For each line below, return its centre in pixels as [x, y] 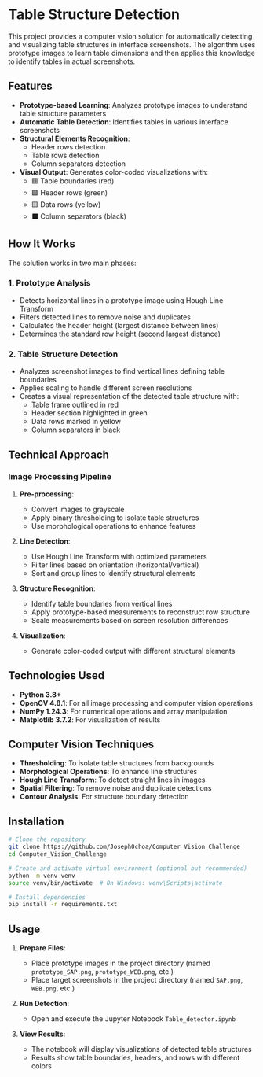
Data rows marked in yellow [76, 422]
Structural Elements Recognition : [75, 138]
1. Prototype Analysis [49, 283]
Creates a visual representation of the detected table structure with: [129, 396]
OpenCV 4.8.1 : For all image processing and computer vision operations [136, 703]
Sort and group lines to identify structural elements [113, 573]
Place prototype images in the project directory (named [121, 963]
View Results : [42, 1034]
